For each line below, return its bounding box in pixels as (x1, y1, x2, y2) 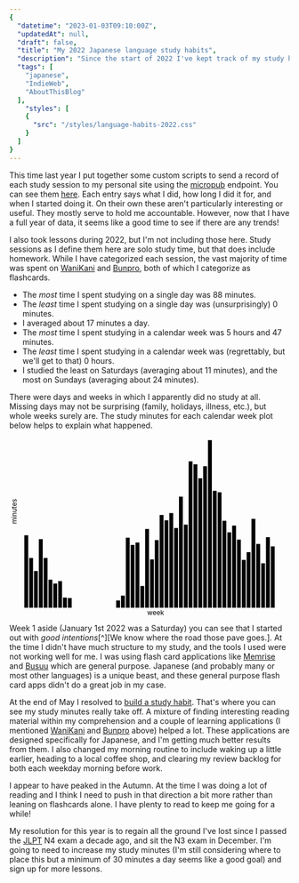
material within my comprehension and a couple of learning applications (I (9, 716, 281, 726)
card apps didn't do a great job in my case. (9, 679, 166, 690)
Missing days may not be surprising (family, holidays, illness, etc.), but (9, 401, 267, 412)
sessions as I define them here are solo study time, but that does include (9, 244, 276, 254)
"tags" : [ (17, 63, 53, 72)
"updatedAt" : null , (17, 29, 90, 38)
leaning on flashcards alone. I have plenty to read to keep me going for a (9, 799, 276, 810)
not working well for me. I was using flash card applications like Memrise (9, 651, 276, 662)
